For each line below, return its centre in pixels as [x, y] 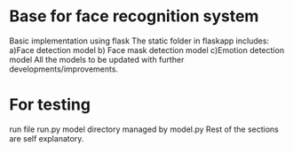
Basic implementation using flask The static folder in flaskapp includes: [139, 41]
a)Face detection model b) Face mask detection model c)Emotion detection [147, 50]
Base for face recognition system [134, 16]
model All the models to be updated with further [97, 59]
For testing [50, 105]
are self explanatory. [47, 138]
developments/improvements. [63, 69]
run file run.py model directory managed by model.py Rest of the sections [144, 129]
